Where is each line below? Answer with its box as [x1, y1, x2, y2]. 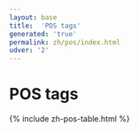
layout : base [9, 12, 58, 22]
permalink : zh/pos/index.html [9, 37, 121, 47]
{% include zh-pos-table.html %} [9, 113, 130, 124]
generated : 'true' [9, 29, 77, 38]
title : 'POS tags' [9, 21, 81, 30]
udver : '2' [9, 46, 50, 55]
